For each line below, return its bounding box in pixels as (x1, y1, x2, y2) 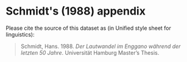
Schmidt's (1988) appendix (5, 4, 146, 18)
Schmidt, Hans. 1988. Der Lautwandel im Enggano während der (20, 43, 181, 50)
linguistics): (5, 30, 35, 38)
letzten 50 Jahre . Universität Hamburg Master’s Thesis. (20, 49, 160, 56)
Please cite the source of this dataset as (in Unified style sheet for (5, 24, 172, 32)
